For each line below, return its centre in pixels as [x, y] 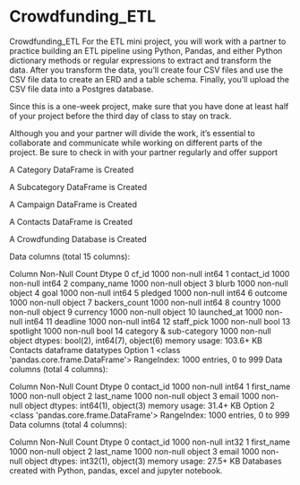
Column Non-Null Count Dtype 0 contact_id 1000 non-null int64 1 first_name [150, 386]
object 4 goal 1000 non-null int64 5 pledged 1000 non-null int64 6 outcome [149, 292]
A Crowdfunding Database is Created [78, 238]
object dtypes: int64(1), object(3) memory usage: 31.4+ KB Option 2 [150, 405]
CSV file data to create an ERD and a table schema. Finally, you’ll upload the [149, 79]
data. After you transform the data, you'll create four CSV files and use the [146, 70]
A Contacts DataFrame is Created [71, 221]
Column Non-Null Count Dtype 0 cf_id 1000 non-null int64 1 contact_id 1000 [150, 273]
